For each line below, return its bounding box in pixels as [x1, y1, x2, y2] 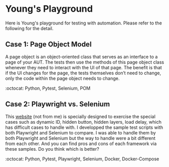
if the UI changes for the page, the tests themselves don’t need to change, [5, 70, 161, 76]
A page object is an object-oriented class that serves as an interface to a [5, 53, 158, 60]
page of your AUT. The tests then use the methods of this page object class [5, 59, 164, 65]
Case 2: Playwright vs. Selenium [5, 100, 110, 108]
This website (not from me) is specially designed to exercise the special [5, 113, 156, 120]
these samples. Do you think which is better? [5, 146, 99, 152]
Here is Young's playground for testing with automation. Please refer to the [5, 20, 162, 26]
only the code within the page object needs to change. [5, 75, 120, 81]
